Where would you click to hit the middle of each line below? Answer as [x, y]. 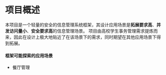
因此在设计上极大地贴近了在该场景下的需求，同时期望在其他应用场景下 [85, 37]
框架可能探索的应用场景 [29, 55]
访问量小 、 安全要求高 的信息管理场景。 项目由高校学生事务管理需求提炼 [81, 31]
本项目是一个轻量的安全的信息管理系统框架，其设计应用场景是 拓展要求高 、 [81, 25]
